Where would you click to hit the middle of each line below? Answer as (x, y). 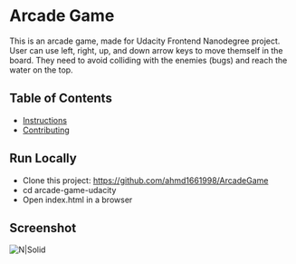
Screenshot (43, 228)
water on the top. (42, 70)
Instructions (45, 120)
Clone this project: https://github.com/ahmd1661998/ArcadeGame (145, 180)
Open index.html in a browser (77, 200)
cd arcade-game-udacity (69, 190)
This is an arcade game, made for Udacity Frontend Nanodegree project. (145, 41)
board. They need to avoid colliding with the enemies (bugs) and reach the (148, 60)
